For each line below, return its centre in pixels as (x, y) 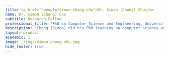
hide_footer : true (24, 47)
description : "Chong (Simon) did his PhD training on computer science (82, 28)
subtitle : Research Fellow (33, 19)
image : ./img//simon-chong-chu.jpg (43, 42)
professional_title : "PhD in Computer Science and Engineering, (74, 24)
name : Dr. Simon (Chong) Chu (36, 14)
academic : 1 (18, 38)
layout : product (22, 33)
